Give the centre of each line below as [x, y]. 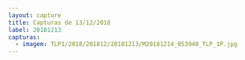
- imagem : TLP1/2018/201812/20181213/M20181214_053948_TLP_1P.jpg [126, 44]
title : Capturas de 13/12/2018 [59, 23]
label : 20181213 [35, 30]
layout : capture [35, 15]
